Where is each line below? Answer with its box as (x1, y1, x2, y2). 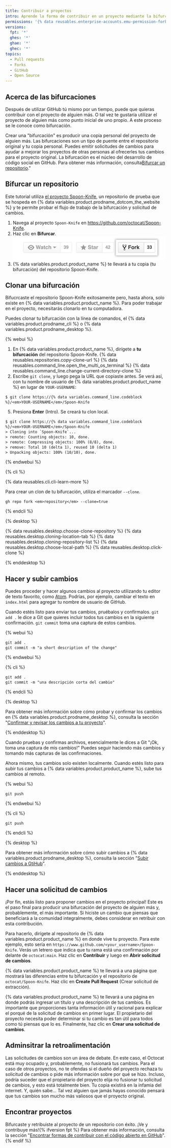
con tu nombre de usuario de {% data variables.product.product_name (12, 379, 161, 385)
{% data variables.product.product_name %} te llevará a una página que (5, 967, 157, 974)
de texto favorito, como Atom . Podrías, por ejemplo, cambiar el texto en (5, 593, 155, 600)
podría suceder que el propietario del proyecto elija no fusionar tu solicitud (5, 1076, 162, 1083)
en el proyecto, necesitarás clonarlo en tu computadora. (5, 305, 123, 312)
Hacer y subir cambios (5, 575, 78, 583)
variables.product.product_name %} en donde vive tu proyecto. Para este (5, 936, 160, 942)
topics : (5, 51, 22, 56)
